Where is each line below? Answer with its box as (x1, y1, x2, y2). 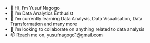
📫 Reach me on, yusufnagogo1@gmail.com (10, 32, 103, 38)
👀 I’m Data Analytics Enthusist (10, 10, 73, 16)
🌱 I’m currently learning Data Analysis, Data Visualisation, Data (10, 16, 143, 21)
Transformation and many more (10, 21, 77, 27)
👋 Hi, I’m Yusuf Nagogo (10, 5, 60, 11)
